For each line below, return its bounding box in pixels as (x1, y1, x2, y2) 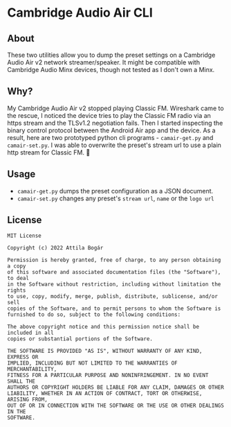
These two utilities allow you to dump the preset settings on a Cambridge (7, 51, 216, 59)
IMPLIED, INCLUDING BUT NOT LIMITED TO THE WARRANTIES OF (7, 360, 178, 367)
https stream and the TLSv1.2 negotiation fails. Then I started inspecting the (7, 119, 223, 127)
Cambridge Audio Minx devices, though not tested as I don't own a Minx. (7, 66, 215, 73)
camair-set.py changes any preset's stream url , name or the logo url (17, 194, 214, 202)
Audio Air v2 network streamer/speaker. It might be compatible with (7, 58, 201, 67)
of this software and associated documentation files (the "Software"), (7, 269, 221, 276)
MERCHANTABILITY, (7, 366, 57, 373)
